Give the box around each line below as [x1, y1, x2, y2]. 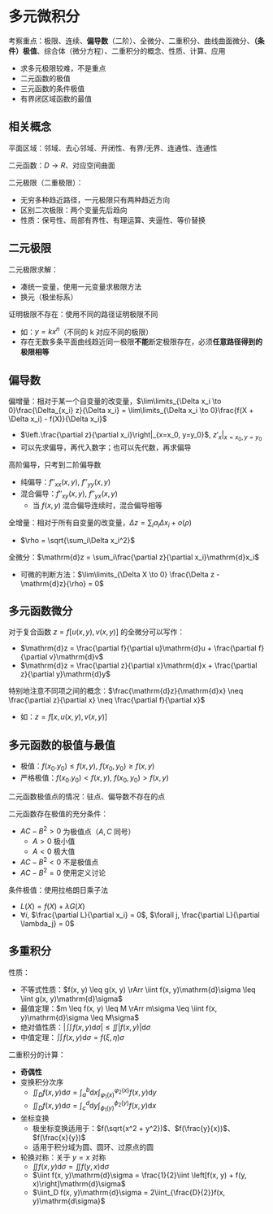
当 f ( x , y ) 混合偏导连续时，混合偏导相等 [32, 500, 162, 510]
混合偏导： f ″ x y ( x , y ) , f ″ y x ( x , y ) [19, 489, 118, 500]
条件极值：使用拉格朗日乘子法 [8, 885, 108, 894]
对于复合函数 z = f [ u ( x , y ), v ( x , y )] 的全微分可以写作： [8, 627, 185, 637]
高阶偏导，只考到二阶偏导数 [8, 460, 102, 470]
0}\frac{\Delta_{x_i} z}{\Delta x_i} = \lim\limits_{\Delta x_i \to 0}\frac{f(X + [8, 406, 254, 416]
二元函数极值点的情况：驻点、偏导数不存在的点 [8, 791, 165, 801]
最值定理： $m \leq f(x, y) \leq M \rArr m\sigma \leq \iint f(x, [19, 1003, 218, 1013]
